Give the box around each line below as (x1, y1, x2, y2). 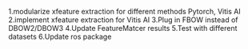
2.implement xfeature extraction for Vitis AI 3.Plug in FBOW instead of (8, 15, 238, 24)
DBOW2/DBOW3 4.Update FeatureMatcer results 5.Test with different (8, 24, 238, 32)
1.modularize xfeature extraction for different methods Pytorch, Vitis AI (8, 7, 242, 16)
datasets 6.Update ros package (8, 32, 112, 41)
